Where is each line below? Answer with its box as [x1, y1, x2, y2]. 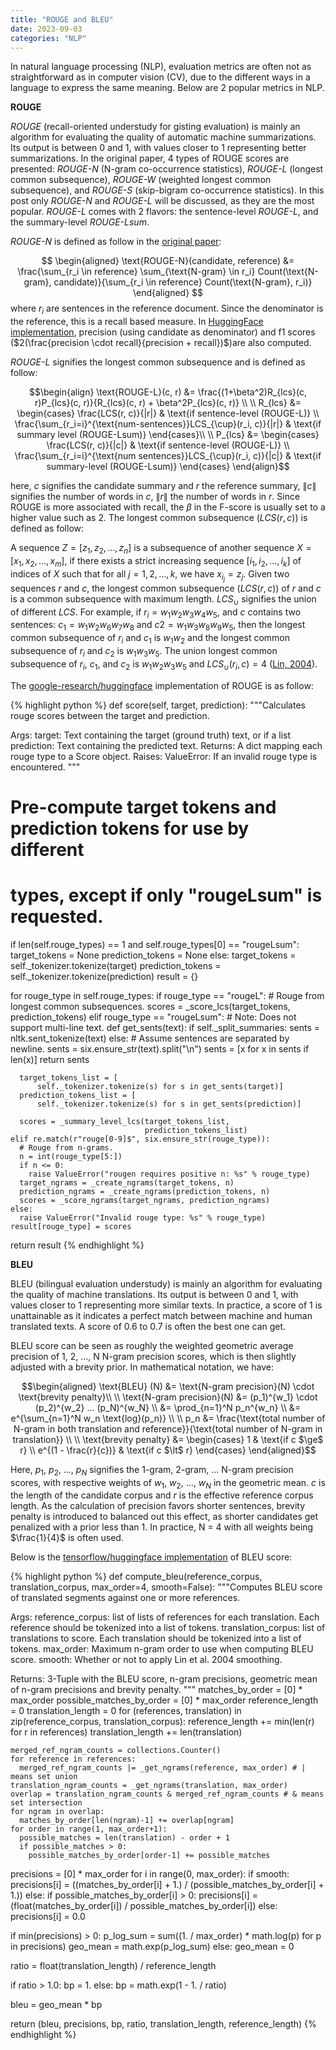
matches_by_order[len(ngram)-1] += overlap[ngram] [19, 1816, 235, 1826]
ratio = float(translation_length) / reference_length [10, 1960, 217, 1972]
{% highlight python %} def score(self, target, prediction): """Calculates [10, 699, 306, 711]
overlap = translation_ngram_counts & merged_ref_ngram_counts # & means [10, 1789, 325, 1800]
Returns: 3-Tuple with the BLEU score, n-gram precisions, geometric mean [10, 1673, 318, 1685]
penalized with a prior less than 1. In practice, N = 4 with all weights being [10, 1521, 314, 1533]
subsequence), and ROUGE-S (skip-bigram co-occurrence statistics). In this [10, 184, 325, 196]
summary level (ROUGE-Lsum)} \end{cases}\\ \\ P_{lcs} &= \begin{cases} [16, 429, 320, 441]
